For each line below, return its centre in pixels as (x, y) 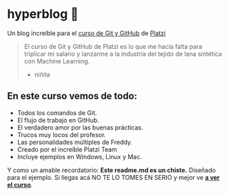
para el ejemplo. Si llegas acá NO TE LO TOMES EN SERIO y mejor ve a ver (113, 177)
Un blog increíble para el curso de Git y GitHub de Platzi (87, 33)
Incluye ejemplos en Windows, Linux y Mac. (79, 156)
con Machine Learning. (57, 61)
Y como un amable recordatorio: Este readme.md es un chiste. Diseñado (111, 170)
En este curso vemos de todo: (72, 96)
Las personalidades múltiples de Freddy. (74, 142)
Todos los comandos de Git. (57, 112)
